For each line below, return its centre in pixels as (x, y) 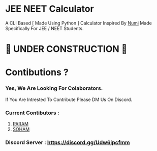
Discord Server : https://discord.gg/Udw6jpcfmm (68, 142)
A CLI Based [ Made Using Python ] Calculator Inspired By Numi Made (79, 23)
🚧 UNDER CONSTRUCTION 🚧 (66, 49)
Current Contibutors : (32, 113)
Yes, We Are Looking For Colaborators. (54, 88)
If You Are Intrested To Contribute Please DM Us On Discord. (69, 99)
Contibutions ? (37, 72)
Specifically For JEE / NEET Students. (44, 28)
